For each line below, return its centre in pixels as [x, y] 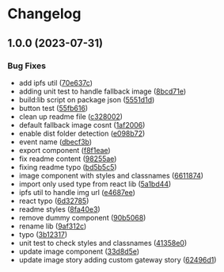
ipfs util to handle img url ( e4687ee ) [77, 192]
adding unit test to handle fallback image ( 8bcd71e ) [103, 91]
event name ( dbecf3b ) [55, 142]
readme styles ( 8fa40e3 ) [59, 209]
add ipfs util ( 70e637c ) [55, 82]
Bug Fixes [27, 66]
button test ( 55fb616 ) [53, 108]
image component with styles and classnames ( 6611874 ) [111, 175]
